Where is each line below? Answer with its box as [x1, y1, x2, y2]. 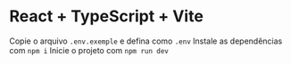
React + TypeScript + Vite [9, 6, 204, 27]
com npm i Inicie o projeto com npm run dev [9, 44, 170, 55]
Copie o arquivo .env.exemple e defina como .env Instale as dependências [9, 36, 283, 46]
